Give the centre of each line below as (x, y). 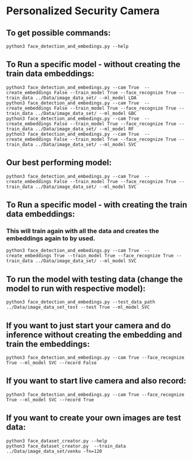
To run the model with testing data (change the (94, 279)
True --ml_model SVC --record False (51, 363)
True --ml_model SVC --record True (50, 400)
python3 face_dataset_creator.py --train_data (66, 446)
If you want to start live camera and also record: (96, 381)
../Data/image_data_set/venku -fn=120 (54, 451)
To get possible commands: (58, 33)
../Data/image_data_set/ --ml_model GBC (86, 113)
